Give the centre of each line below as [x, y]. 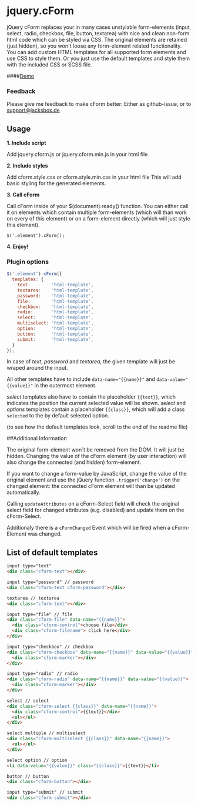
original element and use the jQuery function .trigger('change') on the [93, 480]
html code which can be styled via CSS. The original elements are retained [97, 39]
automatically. [24, 493]
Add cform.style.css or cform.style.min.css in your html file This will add [94, 177]
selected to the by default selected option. [58, 416]
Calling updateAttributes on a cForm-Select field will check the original [93, 504]
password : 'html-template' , [56, 296]
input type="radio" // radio [42, 674]
